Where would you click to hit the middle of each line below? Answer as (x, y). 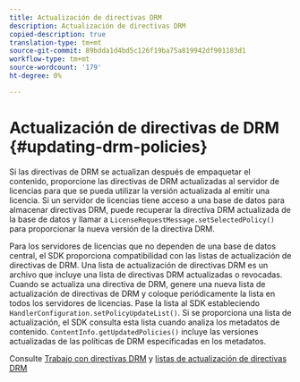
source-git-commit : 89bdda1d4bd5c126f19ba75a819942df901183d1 (128, 51)
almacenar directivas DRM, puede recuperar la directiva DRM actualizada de (150, 209)
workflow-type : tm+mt (50, 59)
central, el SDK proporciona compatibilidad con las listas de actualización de (150, 255)
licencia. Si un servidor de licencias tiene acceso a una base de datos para (147, 200)
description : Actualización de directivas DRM (98, 26)
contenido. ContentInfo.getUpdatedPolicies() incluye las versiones (134, 331)
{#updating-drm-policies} (108, 146)
